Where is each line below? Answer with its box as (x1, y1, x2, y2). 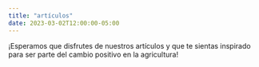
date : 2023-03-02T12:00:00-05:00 (8, 19, 120, 27)
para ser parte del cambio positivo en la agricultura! (8, 49, 178, 59)
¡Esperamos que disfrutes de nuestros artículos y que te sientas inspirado (8, 41, 251, 50)
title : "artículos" (8, 11, 74, 20)
